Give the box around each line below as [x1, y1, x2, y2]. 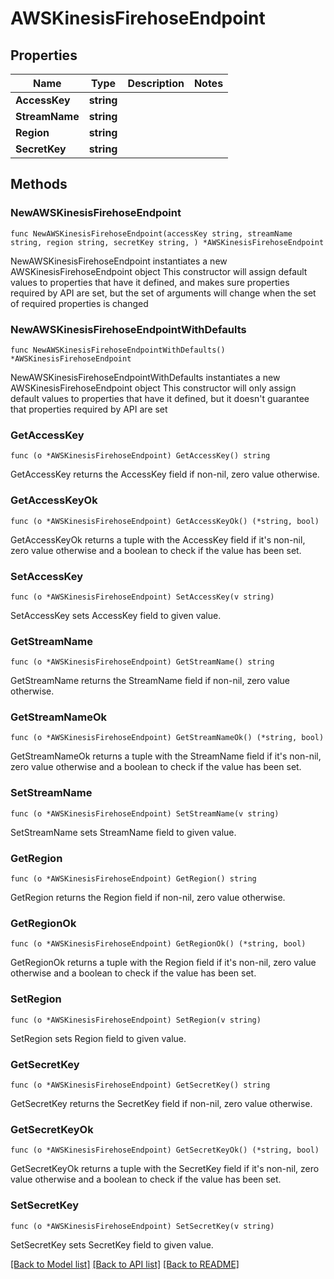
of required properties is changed [10, 297, 149, 309]
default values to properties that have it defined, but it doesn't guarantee [10, 392, 310, 404]
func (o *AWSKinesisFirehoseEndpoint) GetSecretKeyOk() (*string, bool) [10, 1145, 320, 1156]
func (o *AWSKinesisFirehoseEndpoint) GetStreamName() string [10, 657, 275, 667]
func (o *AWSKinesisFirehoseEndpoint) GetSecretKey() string [10, 1080, 271, 1090]
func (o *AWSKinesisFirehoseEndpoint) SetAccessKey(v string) [10, 592, 275, 602]
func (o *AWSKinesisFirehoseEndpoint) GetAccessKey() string [10, 451, 271, 461]
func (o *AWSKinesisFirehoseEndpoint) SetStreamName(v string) [10, 808, 280, 819]
